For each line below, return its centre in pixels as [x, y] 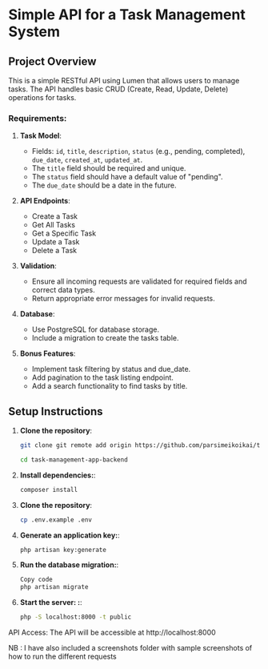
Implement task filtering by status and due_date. [111, 369]
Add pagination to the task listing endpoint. [103, 377]
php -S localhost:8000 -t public [76, 617]
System [34, 32]
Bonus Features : [48, 353]
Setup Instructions [56, 411]
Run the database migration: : [69, 565]
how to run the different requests [63, 657]
